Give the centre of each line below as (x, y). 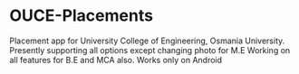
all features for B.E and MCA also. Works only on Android (116, 60)
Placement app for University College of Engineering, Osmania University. (147, 41)
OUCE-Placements (82, 16)
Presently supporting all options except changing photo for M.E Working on (150, 50)
